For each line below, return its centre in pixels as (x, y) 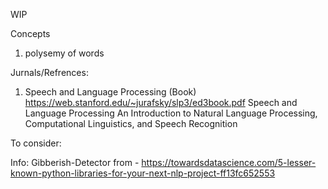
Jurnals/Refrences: (49, 72)
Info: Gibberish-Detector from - (75, 162)
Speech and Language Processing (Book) (110, 92)
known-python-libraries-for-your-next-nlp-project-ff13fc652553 (143, 173)
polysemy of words (64, 53)
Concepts (30, 33)
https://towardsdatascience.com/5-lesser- (229, 162)
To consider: (36, 143)
